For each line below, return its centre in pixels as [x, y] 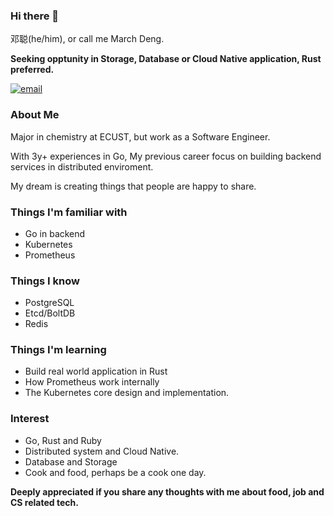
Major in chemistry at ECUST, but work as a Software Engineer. [140, 136]
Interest [30, 419]
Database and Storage [71, 461]
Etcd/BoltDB [50, 313]
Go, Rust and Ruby [63, 440]
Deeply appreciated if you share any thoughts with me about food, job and [167, 491]
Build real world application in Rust [96, 371]
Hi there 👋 [35, 16]
